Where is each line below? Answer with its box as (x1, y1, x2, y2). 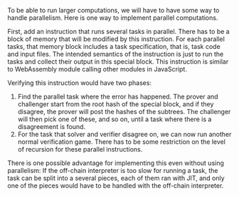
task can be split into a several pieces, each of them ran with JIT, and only (7, 174, 225, 182)
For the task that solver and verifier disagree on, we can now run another (17, 130, 232, 138)
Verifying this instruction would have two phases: (7, 79, 152, 87)
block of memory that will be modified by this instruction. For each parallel (7, 35, 225, 43)
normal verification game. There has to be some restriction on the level (17, 137, 226, 146)
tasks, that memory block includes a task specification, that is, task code (7, 43, 221, 50)
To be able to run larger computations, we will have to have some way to (7, 6, 220, 14)
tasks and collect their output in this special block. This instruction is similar (7, 57, 229, 66)
